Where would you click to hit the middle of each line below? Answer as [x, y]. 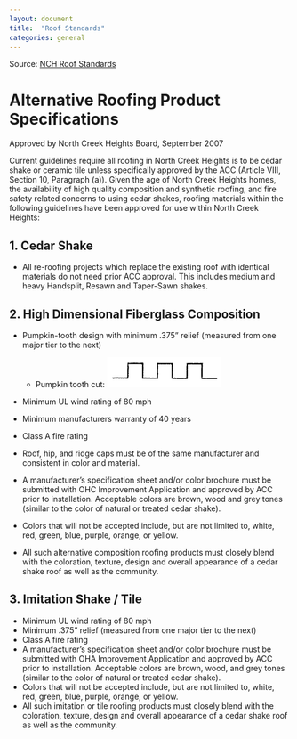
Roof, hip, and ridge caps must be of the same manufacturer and [140, 453]
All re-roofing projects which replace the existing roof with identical [145, 267]
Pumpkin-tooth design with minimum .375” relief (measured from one [149, 335]
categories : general [48, 37]
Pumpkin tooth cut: [70, 384]
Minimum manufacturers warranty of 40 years [107, 418]
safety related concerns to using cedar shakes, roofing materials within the [146, 199]
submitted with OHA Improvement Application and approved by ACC [147, 658]
